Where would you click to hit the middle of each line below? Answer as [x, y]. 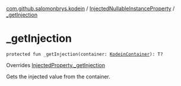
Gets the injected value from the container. [58, 77]
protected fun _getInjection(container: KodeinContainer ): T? [85, 54]
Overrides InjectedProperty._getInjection [56, 65]
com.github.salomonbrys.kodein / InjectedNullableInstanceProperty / [90, 9]
